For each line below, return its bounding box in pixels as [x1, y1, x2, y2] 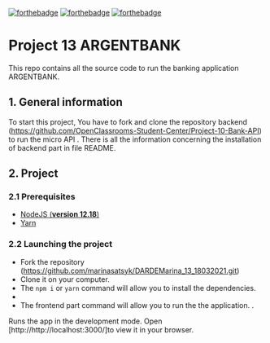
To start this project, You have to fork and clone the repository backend [8, 117, 248, 126]
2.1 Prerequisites [8, 191, 76, 203]
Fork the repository [20, 257, 85, 266]
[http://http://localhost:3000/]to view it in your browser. [8, 324, 194, 334]
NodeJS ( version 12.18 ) [20, 209, 100, 219]
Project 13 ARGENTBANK [8, 37, 181, 55]
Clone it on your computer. [20, 274, 110, 284]
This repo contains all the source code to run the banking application [8, 63, 239, 73]
